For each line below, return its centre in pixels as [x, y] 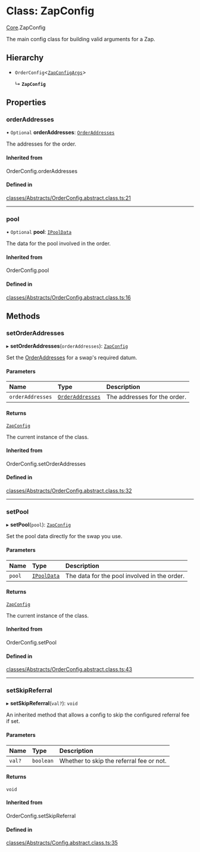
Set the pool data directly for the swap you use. [64, 536]
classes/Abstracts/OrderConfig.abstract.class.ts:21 [68, 197]
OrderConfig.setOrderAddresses [46, 464]
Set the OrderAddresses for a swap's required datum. [72, 358]
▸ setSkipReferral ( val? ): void [42, 703]
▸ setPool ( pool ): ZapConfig [39, 525]
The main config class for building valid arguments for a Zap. [81, 39]
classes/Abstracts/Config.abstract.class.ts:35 [62, 843]
